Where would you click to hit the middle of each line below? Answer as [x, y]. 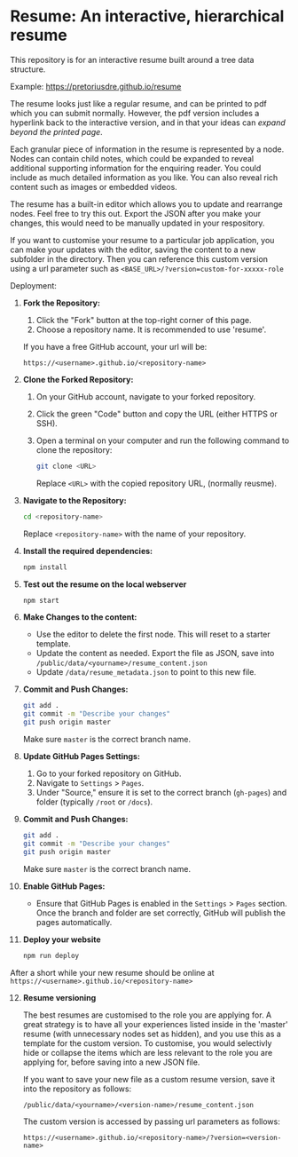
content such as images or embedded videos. [94, 186]
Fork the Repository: [62, 303]
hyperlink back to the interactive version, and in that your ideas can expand [148, 123]
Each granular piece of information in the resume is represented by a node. [147, 149]
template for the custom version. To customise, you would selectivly [147, 1043]
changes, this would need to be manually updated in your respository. [137, 223]
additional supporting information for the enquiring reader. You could [136, 168]
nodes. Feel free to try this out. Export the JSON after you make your [135, 213]
